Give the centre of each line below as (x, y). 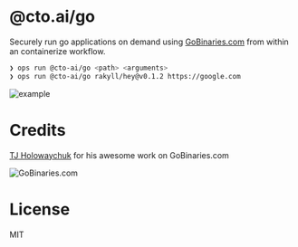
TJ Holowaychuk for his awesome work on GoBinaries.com (119, 155)
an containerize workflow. (58, 51)
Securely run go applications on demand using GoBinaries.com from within (149, 42)
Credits (38, 130)
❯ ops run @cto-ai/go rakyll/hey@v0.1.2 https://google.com (125, 76)
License (40, 209)
